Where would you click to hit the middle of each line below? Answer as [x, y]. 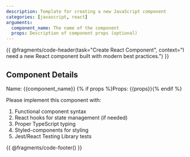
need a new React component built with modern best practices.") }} [88, 56]
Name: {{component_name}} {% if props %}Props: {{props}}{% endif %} [94, 88]
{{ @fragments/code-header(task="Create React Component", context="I [95, 50]
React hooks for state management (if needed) [71, 117]
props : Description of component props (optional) [74, 33]
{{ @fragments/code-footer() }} [44, 148]
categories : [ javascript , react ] [47, 17]
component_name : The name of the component [65, 28]
